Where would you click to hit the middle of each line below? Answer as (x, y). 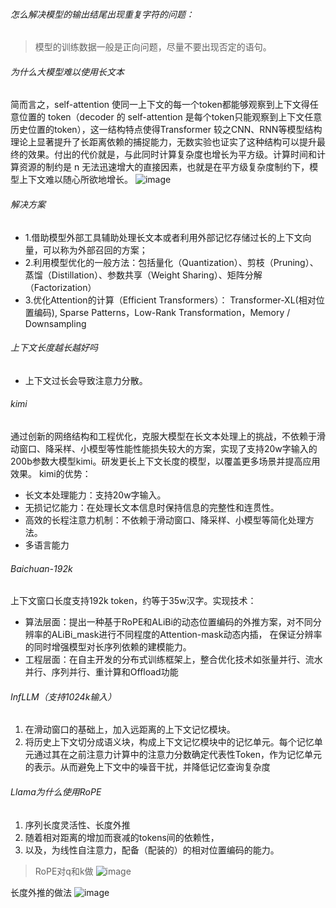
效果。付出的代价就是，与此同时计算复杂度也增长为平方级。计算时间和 (172, 155)
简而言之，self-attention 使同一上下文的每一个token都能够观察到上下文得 (160, 105)
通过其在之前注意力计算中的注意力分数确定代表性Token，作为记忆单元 (177, 755)
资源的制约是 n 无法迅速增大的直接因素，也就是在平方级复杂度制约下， (164, 167)
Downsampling (55, 323)
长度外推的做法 (41, 892)
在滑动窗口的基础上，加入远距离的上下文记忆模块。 (130, 730)
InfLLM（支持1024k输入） (63, 696)
